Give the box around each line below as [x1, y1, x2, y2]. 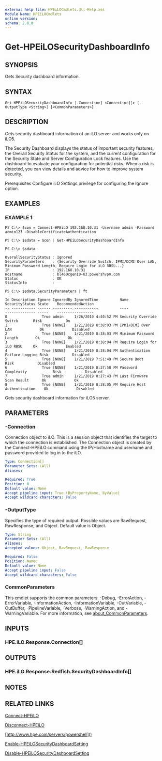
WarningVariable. [5, 610, 40, 616]
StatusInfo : [5, 280, 55, 285]
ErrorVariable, [5, 600, 33, 606]
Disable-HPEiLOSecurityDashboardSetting [5, 750, 89, 756]
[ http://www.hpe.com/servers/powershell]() [5, 731, 92, 737]
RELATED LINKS [5, 700, 54, 708]
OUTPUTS [5, 654, 36, 662]
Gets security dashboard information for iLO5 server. [5, 395, 110, 400]
